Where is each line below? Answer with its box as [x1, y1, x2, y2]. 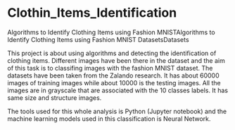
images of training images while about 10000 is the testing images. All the [7, 78, 221, 87]
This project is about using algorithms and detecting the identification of [7, 49, 217, 57]
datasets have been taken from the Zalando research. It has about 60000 [7, 71, 220, 80]
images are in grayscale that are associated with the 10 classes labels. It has [7, 86, 229, 94]
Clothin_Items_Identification [7, 5, 177, 21]
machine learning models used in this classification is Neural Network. [7, 114, 211, 123]
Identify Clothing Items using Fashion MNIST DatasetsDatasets [7, 35, 189, 43]
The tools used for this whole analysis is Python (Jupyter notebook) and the [7, 107, 227, 115]
